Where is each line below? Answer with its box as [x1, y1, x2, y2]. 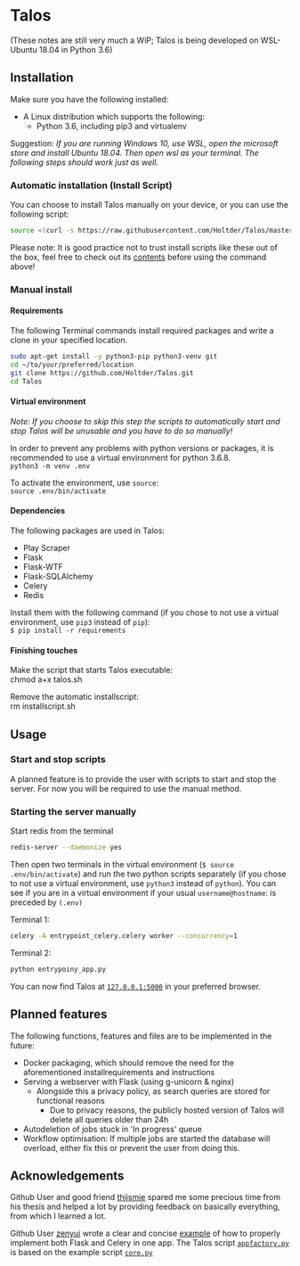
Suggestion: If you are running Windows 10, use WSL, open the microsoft [10, 137, 279, 148]
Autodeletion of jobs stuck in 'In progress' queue [22, 1123, 203, 1134]
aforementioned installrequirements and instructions [22, 1066, 215, 1077]
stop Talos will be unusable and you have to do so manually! [10, 425, 233, 436]
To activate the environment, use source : [10, 477, 159, 488]
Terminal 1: [10, 915, 50, 925]
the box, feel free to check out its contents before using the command [10, 251, 267, 262]
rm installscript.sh [10, 701, 77, 711]
